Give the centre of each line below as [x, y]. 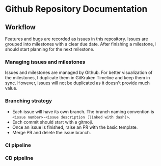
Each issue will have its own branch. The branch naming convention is [83, 112]
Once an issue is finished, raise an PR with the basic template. [75, 127]
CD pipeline [19, 158]
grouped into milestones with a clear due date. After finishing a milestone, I [81, 44]
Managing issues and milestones [45, 62]
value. [11, 88]
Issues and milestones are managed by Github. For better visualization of [79, 72]
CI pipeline [18, 145]
